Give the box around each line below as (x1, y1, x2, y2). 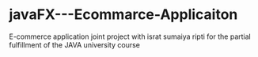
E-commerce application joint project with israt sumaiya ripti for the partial (9, 32, 252, 41)
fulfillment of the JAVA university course (9, 40, 141, 49)
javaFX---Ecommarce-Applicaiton (9, 6, 238, 24)
